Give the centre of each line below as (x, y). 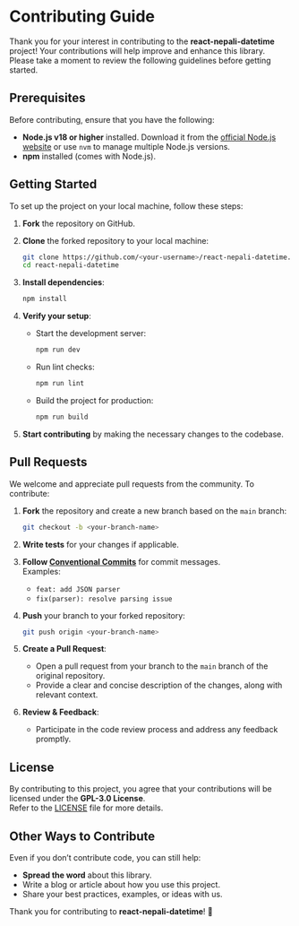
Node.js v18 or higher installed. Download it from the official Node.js (149, 137)
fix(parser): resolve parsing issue (104, 599)
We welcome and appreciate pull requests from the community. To (132, 484)
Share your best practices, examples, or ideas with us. (122, 894)
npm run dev (58, 350)
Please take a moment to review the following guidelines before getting (140, 60)
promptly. (53, 739)
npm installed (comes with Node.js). (89, 156)
